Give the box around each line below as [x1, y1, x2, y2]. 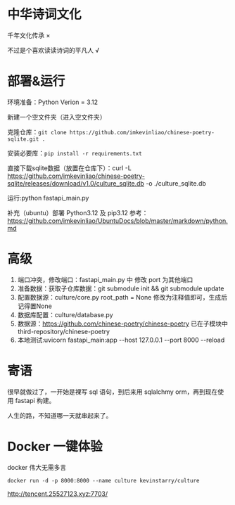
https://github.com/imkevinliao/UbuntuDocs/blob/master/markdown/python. [7, 216, 229, 225]
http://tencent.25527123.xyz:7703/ [7, 490, 108, 498]
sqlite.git [7, 135, 39, 143]
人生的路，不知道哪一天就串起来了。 [7, 411, 113, 419]
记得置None [17, 302, 53, 310]
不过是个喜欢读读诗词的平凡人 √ [7, 46, 100, 54]
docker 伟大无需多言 [7, 463, 67, 471]
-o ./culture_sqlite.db [145, 179, 206, 187]
